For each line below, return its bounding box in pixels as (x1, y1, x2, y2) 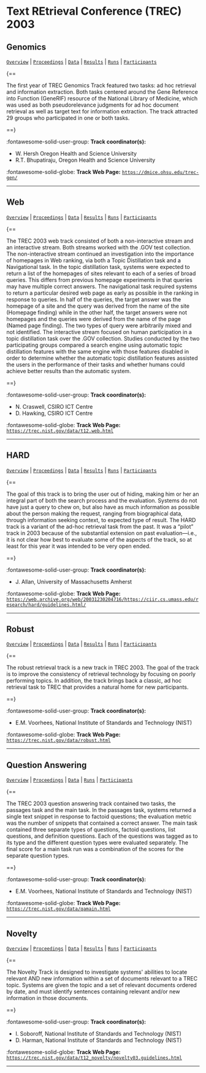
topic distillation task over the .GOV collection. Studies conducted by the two (6, 335, 200, 342)
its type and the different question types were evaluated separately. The (6, 839, 189, 846)
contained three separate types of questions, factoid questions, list (6, 826, 176, 833)
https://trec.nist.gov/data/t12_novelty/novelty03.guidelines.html (6, 1055, 183, 1061)
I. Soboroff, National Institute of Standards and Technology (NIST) (15, 1030, 182, 1037)
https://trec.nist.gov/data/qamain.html (6, 906, 112, 912)
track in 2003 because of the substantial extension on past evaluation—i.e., (6, 529, 197, 537)
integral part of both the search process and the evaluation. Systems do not (6, 496, 197, 504)
